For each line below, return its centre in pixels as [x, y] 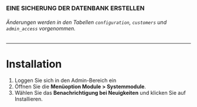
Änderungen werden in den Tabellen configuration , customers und [86, 22]
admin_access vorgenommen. [41, 28]
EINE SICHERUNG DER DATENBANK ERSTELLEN [75, 8]
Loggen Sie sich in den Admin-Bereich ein [65, 81]
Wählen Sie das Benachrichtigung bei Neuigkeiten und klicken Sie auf [100, 93]
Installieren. [28, 99]
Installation [34, 64]
